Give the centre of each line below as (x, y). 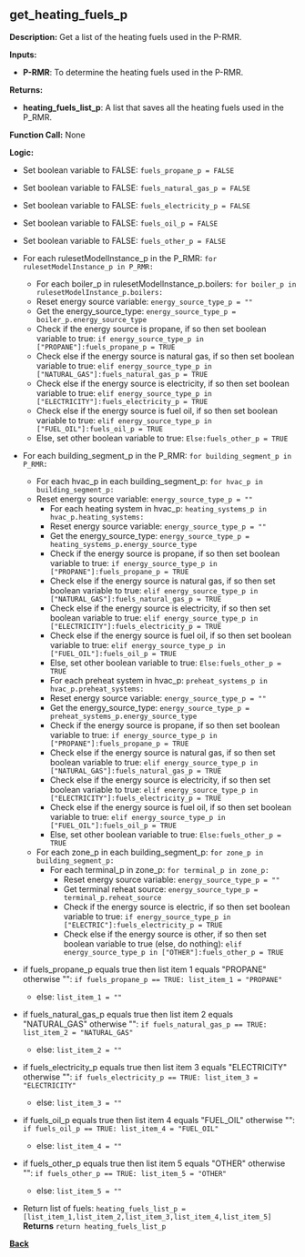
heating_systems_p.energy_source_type (123, 544)
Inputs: (23, 55)
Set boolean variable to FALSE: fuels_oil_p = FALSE (120, 223)
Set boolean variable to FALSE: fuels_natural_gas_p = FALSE (136, 188)
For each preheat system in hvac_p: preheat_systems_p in (159, 680)
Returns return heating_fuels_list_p (94, 1226)
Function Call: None (48, 135)
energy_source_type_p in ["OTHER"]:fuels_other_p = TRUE (173, 952)
